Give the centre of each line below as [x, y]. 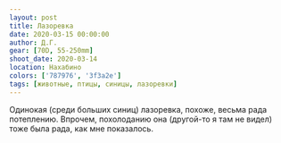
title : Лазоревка [41, 26]
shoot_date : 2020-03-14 [54, 59]
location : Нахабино [45, 68]
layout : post [33, 17]
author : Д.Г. [33, 42]
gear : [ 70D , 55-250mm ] [51, 51]
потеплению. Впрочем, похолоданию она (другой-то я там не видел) [141, 119]
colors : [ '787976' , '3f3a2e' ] [66, 76]
